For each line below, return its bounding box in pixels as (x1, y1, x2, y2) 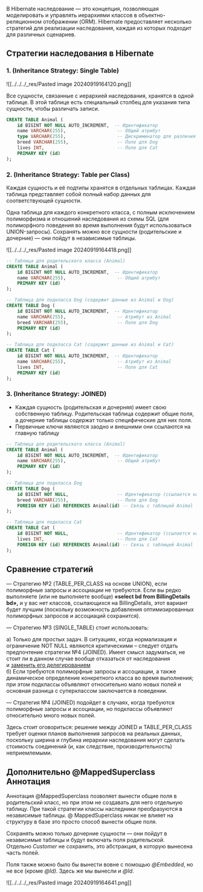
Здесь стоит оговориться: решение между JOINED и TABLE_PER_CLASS (6, 724, 192, 731)
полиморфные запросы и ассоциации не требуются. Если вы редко (6, 587, 181, 594)
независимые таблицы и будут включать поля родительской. (6, 836, 165, 844)
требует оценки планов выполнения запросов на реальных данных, (6, 730, 182, 738)
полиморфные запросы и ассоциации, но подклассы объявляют (6, 705, 173, 713)
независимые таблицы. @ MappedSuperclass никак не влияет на (6, 811, 173, 819)
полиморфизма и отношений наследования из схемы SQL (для (6, 215, 169, 222)
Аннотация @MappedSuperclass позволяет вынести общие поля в (6, 793, 177, 800)
